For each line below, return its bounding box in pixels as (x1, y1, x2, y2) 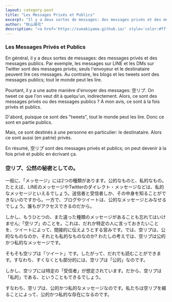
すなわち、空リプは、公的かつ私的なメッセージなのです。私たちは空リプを (5, 285, 162, 291)
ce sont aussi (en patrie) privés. (5, 135, 72, 141)
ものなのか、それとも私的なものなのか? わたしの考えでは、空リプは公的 (14, 233, 166, 239)
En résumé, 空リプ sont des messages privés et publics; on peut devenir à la (5, 145, 166, 152)
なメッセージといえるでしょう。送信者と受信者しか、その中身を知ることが (5, 190, 162, 196)
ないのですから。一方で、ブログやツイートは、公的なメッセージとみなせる (9, 197, 167, 203)
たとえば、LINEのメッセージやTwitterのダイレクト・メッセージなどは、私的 (5, 184, 164, 190)
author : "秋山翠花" (5, 21, 44, 27)
